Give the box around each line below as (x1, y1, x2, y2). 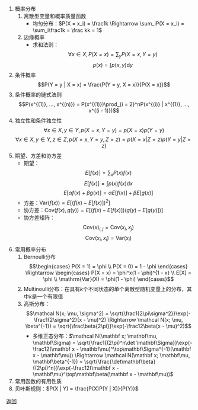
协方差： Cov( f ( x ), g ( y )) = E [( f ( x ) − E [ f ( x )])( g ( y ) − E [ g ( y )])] (23, 207, 164, 214)
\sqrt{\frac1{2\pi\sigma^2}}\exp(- (110, 310, 191, 317)
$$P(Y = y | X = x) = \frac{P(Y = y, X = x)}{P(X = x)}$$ (37, 81, 171, 88)
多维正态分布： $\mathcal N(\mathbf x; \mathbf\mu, (32, 332, 158, 339)
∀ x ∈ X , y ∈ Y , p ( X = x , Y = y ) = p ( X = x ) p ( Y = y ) (43, 126, 165, 133)
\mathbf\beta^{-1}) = (32, 358, 83, 365)
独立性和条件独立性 (14, 117, 62, 124)
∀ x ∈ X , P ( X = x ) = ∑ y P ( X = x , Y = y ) (68, 51, 158, 59)
